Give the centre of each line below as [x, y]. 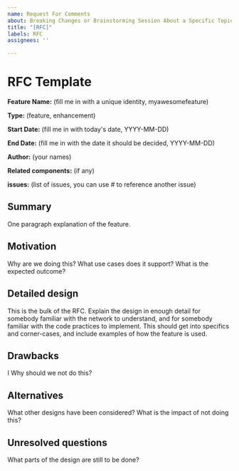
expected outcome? [37, 271]
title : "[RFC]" [30, 27]
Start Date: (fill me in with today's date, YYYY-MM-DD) [88, 130]
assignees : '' [28, 41]
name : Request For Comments [49, 14]
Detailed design [43, 294]
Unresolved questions [58, 442]
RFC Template [50, 82]
